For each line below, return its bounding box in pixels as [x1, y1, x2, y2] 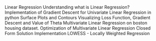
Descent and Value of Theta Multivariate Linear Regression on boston [4, 20, 148, 26]
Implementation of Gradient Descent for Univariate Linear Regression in [4, 9, 152, 15]
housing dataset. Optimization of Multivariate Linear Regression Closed [4, 25, 151, 31]
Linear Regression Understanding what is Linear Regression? [4, 4, 130, 10]
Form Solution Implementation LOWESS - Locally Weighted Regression [4, 31, 150, 36]
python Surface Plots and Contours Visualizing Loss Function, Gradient [4, 15, 151, 20]
